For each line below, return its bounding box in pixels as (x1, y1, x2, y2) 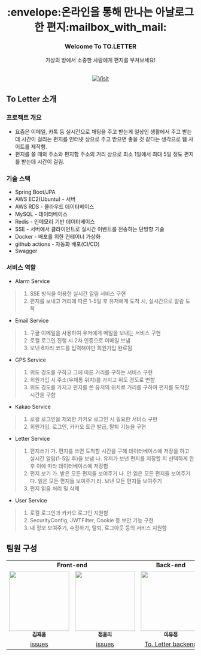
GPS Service (14, 356, 47, 363)
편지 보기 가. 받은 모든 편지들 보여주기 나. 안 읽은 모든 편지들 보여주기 (29, 470, 191, 477)
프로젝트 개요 (6, 113, 42, 122)
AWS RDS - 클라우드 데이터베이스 (14, 203, 95, 210)
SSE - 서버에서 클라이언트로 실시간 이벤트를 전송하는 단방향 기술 (14, 225, 165, 233)
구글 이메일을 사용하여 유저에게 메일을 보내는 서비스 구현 (29, 329, 162, 336)
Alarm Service (14, 277, 50, 285)
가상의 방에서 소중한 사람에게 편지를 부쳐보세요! (45, 56, 156, 64)
